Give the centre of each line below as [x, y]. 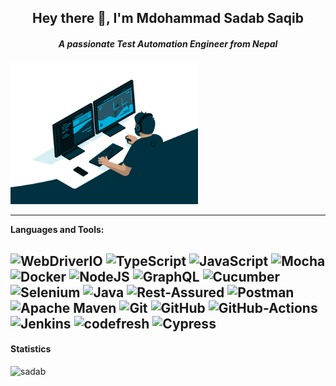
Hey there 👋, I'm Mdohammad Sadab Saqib [168, 18]
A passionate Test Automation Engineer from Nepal [168, 43]
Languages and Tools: [57, 230]
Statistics [31, 349]
